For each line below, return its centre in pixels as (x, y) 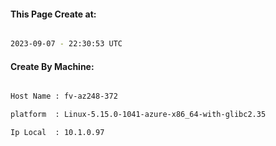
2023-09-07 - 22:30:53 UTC (66, 44)
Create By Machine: (52, 66)
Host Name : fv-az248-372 (64, 96)
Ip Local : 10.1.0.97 (57, 133)
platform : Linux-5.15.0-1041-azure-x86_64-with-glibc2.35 (138, 115)
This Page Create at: (53, 14)
